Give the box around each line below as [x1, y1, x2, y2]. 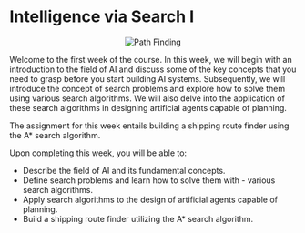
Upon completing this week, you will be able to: [9, 147, 188, 158]
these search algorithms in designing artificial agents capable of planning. [9, 102, 287, 113]
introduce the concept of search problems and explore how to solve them [9, 83, 285, 94]
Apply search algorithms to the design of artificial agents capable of [22, 194, 279, 205]
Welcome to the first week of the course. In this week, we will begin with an [9, 54, 293, 65]
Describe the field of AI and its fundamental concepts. [22, 165, 226, 176]
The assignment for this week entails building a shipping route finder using [9, 120, 290, 131]
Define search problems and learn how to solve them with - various [22, 175, 276, 186]
